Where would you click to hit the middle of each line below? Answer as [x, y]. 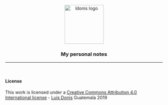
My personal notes [84, 54]
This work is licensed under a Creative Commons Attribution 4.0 [71, 92]
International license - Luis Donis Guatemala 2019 [56, 98]
